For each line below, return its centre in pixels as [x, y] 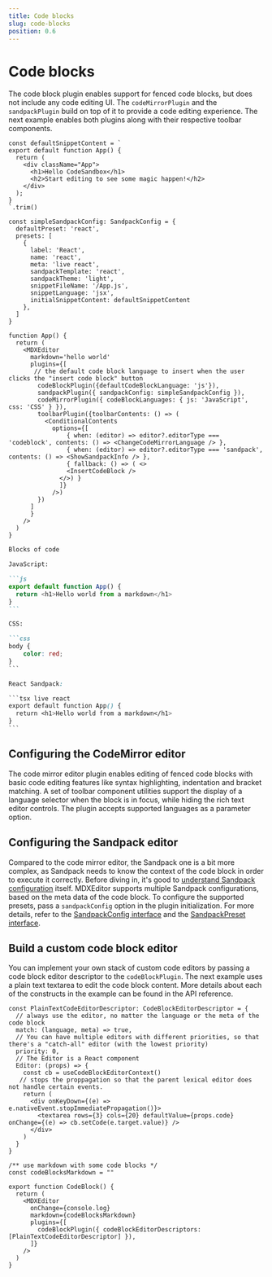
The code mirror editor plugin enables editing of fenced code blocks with [131, 774]
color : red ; [43, 654]
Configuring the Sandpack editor [93, 843]
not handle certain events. [56, 1087]
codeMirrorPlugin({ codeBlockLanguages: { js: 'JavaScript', [143, 400]
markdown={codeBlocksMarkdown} [83, 1216]
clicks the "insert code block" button [76, 379]
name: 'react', [56, 257]
